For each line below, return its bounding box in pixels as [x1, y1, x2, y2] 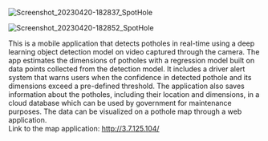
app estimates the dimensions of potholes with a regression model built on [8, 56, 255, 65]
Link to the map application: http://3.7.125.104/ [8, 124, 160, 133]
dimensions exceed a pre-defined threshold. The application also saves [8, 81, 245, 91]
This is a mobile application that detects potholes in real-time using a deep [8, 38, 255, 48]
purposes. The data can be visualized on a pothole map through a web [8, 107, 242, 116]
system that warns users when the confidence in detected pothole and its [8, 73, 252, 82]
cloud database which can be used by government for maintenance [8, 99, 233, 107]
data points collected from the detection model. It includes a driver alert [8, 64, 246, 74]
